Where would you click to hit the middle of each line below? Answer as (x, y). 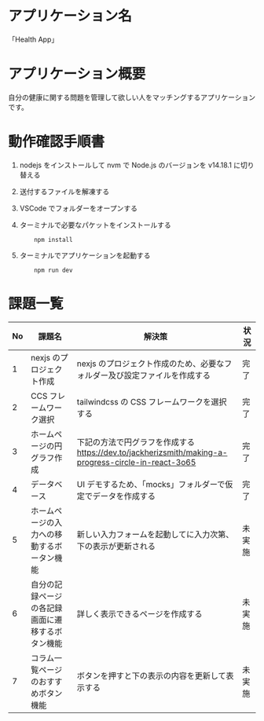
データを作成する (124, 496)
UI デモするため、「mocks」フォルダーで (151, 484)
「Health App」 (33, 39)
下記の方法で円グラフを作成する (136, 442)
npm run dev (53, 270)
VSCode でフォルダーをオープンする (78, 208)
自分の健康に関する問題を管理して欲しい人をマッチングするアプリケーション (132, 97)
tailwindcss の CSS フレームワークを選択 (152, 401)
